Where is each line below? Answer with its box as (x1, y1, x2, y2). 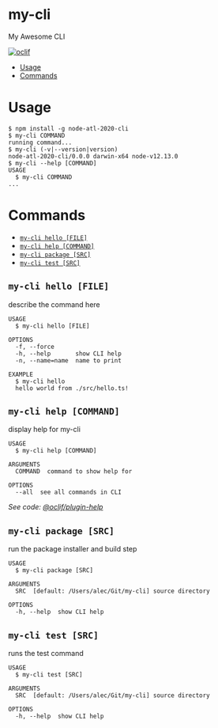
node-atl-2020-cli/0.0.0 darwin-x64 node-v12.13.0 (8, 152, 179, 160)
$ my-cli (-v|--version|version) (8, 145, 118, 154)
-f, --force (15, 343, 55, 351)
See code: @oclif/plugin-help (8, 502, 103, 512)
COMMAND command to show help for (15, 468, 133, 476)
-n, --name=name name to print (15, 356, 122, 365)
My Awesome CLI (8, 32, 66, 41)
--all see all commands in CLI (15, 488, 122, 496)
